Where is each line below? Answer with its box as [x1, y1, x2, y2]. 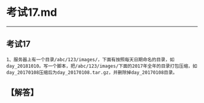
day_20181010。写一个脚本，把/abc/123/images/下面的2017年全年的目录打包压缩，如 [6, 63, 197, 69]
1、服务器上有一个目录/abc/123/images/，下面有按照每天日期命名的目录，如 [6, 56, 175, 62]
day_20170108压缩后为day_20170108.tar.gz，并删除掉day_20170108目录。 [6, 69, 178, 76]
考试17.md [6, 5, 58, 19]
